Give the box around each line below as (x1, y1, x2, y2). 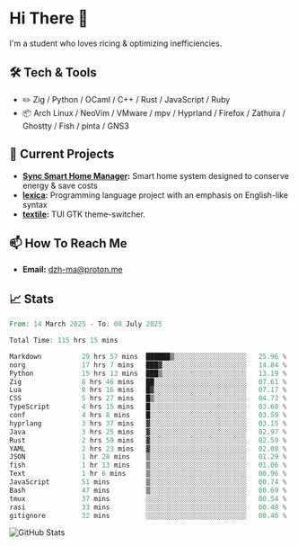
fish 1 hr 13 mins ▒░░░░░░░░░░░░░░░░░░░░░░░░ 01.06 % (9, 461, 287, 470)
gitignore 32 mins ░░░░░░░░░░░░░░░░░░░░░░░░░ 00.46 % (9, 511, 287, 520)
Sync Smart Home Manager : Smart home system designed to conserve (22, 170, 290, 181)
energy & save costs (22, 180, 99, 191)
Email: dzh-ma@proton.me (22, 264, 123, 275)
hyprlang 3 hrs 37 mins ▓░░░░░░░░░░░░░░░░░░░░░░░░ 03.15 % (9, 418, 287, 428)
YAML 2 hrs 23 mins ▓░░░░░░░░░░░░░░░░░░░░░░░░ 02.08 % (9, 444, 287, 453)
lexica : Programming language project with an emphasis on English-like (22, 189, 289, 201)
